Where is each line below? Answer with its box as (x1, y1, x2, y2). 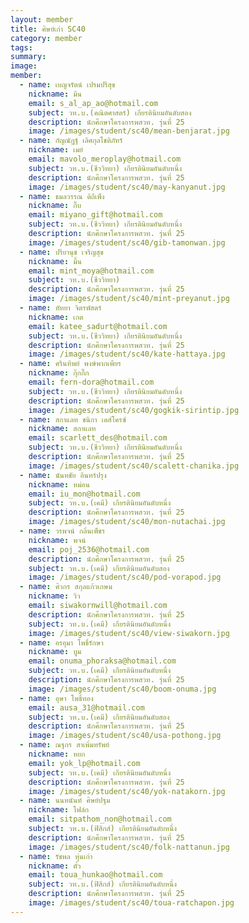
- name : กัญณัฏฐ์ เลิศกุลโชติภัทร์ (19, 136, 123, 146)
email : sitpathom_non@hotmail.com (28, 814, 172, 825)
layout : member (10, 14, 74, 25)
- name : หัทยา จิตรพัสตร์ (19, 303, 102, 313)
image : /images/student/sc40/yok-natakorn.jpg (28, 786, 226, 796)
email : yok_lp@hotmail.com (28, 758, 141, 768)
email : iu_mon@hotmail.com (28, 489, 141, 499)
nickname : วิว (28, 591, 81, 601)
